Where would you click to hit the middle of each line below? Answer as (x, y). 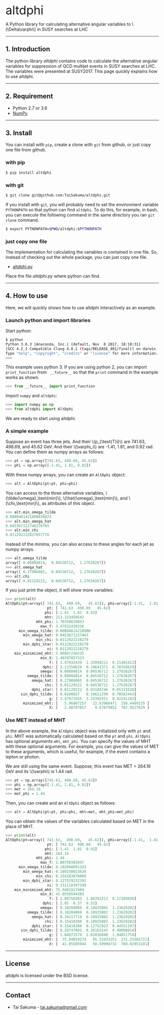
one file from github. (26, 150)
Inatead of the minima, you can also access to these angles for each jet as (80, 544)
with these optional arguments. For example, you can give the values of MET (82, 746)
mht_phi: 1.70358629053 (60, 622)
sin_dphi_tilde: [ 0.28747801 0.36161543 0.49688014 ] (79, 930)
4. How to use (27, 296)
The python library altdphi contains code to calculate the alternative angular (82, 61)
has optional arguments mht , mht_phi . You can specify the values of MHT (78, 741)
